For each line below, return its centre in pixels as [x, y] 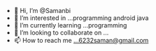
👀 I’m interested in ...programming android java [81, 18]
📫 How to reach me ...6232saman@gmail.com [81, 40]
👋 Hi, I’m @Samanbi [42, 11]
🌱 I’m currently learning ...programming [70, 25]
